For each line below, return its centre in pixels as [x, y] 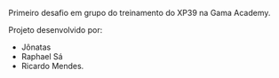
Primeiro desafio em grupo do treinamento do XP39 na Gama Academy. [139, 13]
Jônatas [36, 47]
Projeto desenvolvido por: [56, 30]
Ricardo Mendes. [52, 66]
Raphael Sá [42, 56]
